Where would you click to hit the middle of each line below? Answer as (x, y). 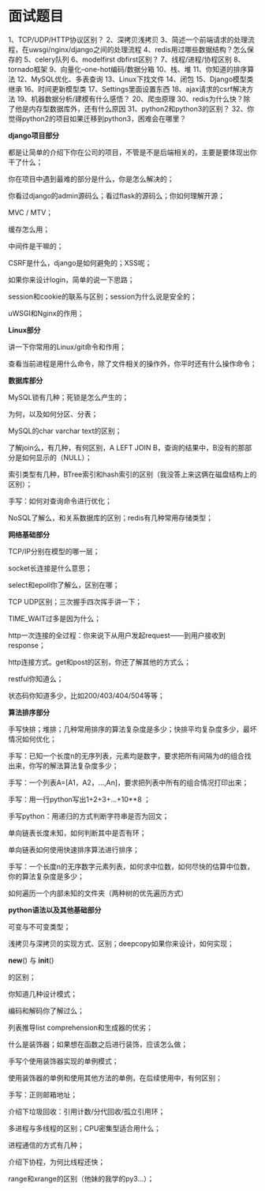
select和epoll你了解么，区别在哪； (64, 585)
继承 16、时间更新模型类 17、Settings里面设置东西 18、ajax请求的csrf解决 (127, 89)
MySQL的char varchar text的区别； (65, 431)
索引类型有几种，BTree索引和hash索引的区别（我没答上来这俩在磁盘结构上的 (132, 474)
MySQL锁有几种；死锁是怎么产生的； (69, 397)
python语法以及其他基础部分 (55, 910)
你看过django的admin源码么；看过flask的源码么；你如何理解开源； (116, 195)
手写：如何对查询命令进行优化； (60, 501)
